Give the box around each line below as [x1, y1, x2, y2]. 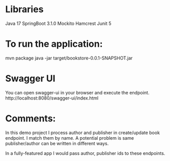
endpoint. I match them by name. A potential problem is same [5, 135, 134, 141]
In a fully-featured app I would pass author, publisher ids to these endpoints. [5, 150, 165, 156]
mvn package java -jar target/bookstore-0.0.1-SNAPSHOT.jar [5, 55, 133, 61]
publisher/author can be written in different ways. [5, 140, 109, 146]
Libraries [5, 4, 44, 15]
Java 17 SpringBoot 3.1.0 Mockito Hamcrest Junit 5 [5, 20, 112, 26]
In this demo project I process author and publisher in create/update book [5, 130, 160, 136]
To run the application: [5, 38, 103, 50]
